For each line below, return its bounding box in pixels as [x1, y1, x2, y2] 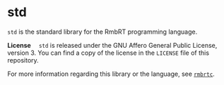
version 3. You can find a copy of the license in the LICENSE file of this [7, 48, 210, 57]
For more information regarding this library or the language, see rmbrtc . [7, 70, 216, 78]
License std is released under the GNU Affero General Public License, [7, 41, 218, 49]
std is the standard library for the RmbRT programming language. [7, 27, 198, 36]
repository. [7, 55, 39, 64]
